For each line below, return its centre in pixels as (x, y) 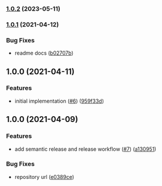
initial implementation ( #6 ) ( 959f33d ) (59, 101)
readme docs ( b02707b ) (44, 53)
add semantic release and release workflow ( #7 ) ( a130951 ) (85, 149)
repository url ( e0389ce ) (44, 177)
